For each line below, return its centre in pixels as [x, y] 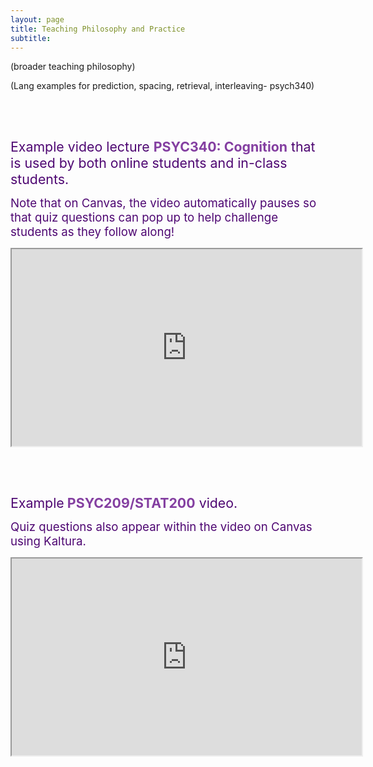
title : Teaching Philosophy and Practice [98, 29]
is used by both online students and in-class [149, 163]
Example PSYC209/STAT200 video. [124, 503]
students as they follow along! [92, 232]
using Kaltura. [48, 542]
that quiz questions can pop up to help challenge [144, 218]
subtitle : [31, 38]
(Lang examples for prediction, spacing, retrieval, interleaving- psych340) [162, 86]
